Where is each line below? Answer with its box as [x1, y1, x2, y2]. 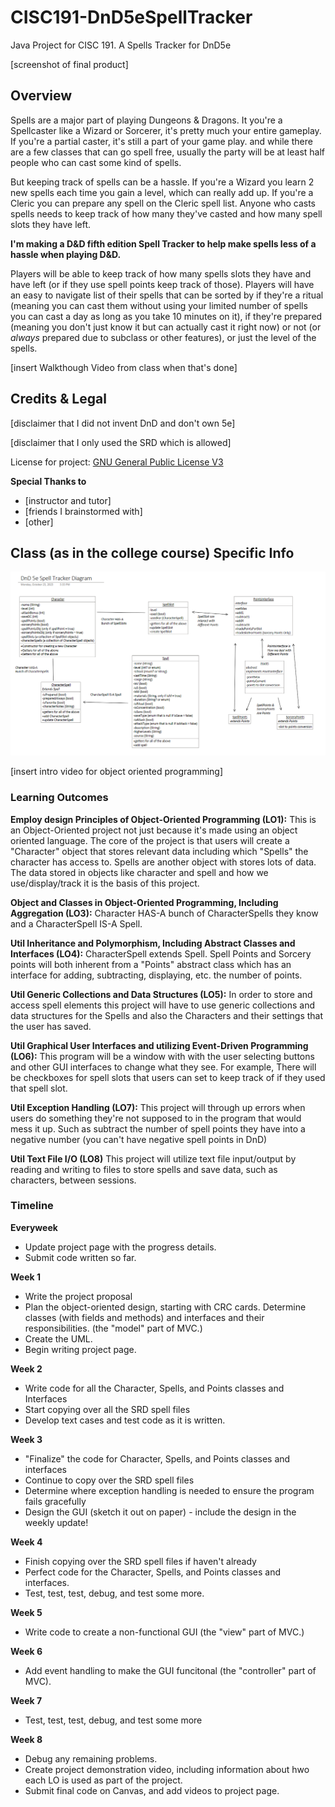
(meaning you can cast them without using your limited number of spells [10, 299, 308, 311]
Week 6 [10, 1645, 43, 1657]
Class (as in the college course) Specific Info [10, 544, 295, 561]
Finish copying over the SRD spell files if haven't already [24, 1555, 257, 1567]
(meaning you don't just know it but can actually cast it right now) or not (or [10, 321, 322, 333]
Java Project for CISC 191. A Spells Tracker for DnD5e [10, 39, 232, 51]
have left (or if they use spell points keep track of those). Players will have [10, 278, 315, 290]
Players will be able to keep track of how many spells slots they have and [10, 267, 312, 280]
